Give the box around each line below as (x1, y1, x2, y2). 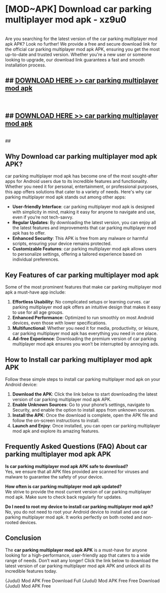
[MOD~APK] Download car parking (5, 3, 152, 15)
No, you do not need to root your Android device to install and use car (5, 509, 148, 515)
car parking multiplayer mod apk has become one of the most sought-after (5, 173, 158, 179)
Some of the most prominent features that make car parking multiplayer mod (5, 284, 162, 290)
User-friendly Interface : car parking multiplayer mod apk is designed (12, 204, 155, 210)
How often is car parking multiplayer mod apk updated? (5, 483, 122, 489)
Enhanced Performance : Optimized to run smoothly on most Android (12, 315, 154, 321)
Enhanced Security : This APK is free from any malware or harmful (12, 236, 149, 241)
